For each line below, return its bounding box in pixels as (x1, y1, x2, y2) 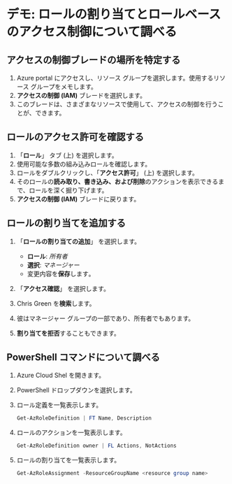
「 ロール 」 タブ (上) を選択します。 (16, 151, 118, 159)
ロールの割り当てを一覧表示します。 (16, 456, 121, 464)
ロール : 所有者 (27, 252, 68, 260)
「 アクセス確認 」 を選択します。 (16, 284, 110, 292)
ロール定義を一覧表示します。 (16, 401, 103, 409)
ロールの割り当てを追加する (6, 218, 126, 229)
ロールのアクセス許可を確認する (6, 131, 144, 143)
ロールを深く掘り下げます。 (29, 186, 108, 194)
